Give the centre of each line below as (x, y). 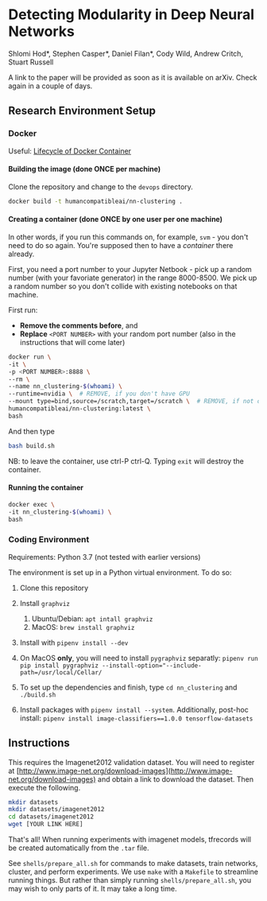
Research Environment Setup (82, 111)
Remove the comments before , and (79, 325)
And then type (32, 431)
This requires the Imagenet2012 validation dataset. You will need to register (132, 762)
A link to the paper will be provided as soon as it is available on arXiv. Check (133, 77)
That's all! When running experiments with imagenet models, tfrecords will (130, 840)
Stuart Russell (31, 62)
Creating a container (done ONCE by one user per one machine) (116, 219)
